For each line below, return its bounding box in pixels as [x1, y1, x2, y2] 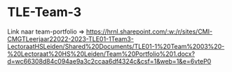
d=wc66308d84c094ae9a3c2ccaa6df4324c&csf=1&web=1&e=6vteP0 [7, 57, 212, 65]
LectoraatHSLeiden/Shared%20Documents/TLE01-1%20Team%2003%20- [7, 42, 225, 50]
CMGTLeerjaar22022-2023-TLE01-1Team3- [7, 34, 135, 43]
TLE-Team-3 [7, 4, 82, 20]
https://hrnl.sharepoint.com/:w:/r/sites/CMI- [86, 27, 212, 36]
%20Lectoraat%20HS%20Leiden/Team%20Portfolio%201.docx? [7, 50, 195, 58]
